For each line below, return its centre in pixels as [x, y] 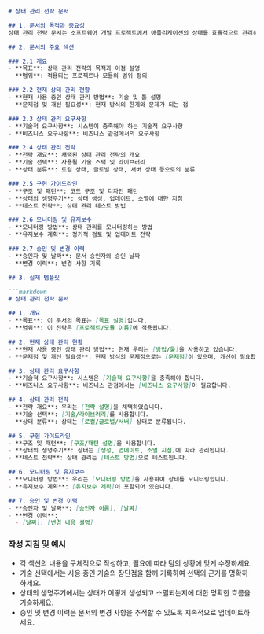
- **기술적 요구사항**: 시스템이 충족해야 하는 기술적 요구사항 [95, 126]
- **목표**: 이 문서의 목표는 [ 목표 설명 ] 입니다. [78, 321]
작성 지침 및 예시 [37, 544]
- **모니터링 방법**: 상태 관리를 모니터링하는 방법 [81, 227]
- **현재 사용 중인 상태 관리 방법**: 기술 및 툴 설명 [85, 98]
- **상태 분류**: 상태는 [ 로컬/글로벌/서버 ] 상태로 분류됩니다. [97, 422]
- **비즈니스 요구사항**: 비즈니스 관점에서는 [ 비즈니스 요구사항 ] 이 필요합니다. [120, 385]
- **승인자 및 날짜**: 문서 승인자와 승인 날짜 [74, 256]
